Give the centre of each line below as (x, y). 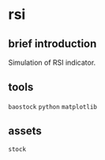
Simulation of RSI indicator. (52, 62)
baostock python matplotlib (52, 107)
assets (25, 131)
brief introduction (52, 44)
